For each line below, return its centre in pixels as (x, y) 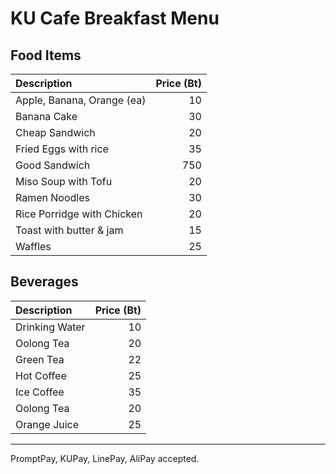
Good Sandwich (53, 165)
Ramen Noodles (52, 197)
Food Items (46, 55)
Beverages (44, 282)
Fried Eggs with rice (62, 149)
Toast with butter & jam (69, 230)
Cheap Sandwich (55, 132)
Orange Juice (47, 424)
